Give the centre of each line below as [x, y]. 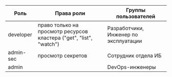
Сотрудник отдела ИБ [134, 56]
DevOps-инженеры [132, 67]
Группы [136, 10]
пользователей [136, 16]
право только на [58, 25]
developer [20, 34]
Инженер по [123, 34]
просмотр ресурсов [63, 31]
